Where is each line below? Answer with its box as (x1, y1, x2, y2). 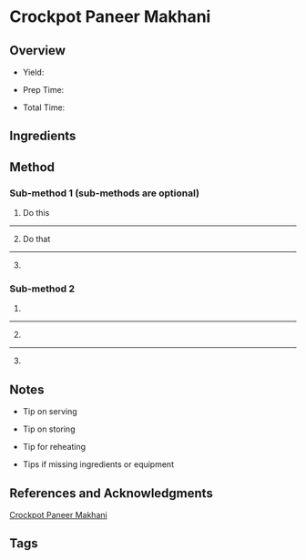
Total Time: (22, 102, 66, 113)
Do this (22, 208, 50, 219)
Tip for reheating (22, 442, 87, 453)
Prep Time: (22, 85, 65, 95)
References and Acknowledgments (9, 485, 214, 501)
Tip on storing (22, 423, 76, 434)
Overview (9, 43, 66, 58)
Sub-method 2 (9, 282, 76, 295)
